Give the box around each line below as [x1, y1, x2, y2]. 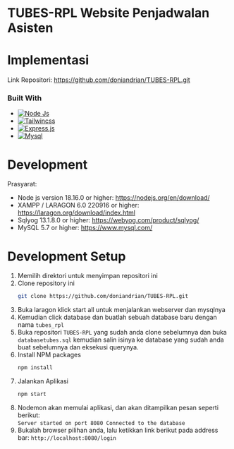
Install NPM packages [17, 351, 81, 359]
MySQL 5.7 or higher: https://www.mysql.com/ [17, 224, 153, 232]
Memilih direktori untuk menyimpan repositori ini [17, 272, 159, 280]
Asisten [7, 20, 54, 36]
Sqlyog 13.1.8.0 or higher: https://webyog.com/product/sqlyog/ [17, 216, 199, 224]
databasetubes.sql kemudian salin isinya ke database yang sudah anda [17, 335, 224, 344]
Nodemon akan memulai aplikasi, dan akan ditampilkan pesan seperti [17, 403, 219, 412]
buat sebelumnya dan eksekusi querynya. [17, 343, 139, 352]
